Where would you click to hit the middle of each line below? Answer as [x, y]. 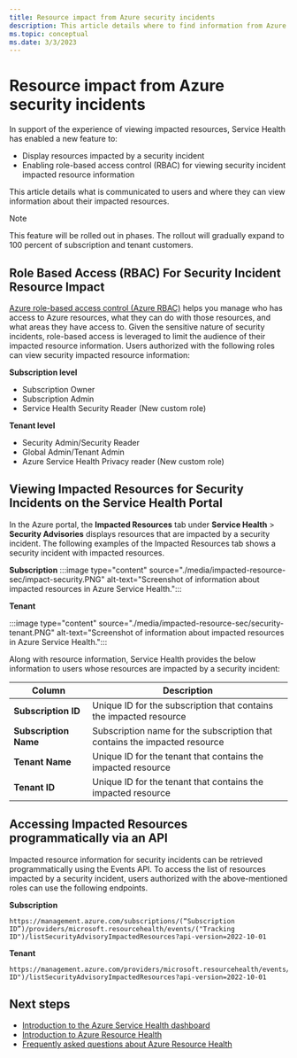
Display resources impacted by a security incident [113, 156]
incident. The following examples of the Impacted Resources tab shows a [143, 543]
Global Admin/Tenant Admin [73, 452]
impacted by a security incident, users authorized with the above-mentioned [148, 878]
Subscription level [43, 372]
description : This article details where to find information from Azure [148, 26]
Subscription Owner [58, 389]
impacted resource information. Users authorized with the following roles [142, 346]
